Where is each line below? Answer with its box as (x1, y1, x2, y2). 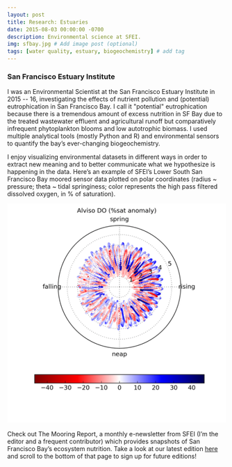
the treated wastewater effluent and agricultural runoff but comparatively (7, 117, 217, 125)
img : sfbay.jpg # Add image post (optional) (7, 40, 138, 48)
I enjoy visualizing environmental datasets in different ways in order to (7, 153, 208, 161)
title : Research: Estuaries (7, 18, 89, 26)
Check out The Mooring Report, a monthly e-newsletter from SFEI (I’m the (7, 430, 219, 438)
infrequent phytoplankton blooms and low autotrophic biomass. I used (7, 125, 208, 133)
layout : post (7, 11, 45, 18)
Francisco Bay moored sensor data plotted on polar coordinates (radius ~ (7, 175, 217, 184)
